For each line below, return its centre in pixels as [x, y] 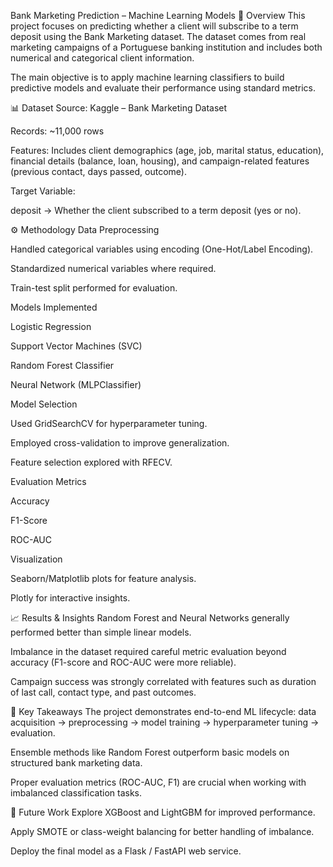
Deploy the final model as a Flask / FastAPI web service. [126, 851]
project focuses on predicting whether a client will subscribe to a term [154, 26]
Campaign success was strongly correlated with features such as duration [163, 681]
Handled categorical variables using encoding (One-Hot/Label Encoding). [162, 249]
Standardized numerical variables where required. [113, 268]
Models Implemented [54, 307]
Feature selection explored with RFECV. [91, 462]
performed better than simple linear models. [101, 632]
